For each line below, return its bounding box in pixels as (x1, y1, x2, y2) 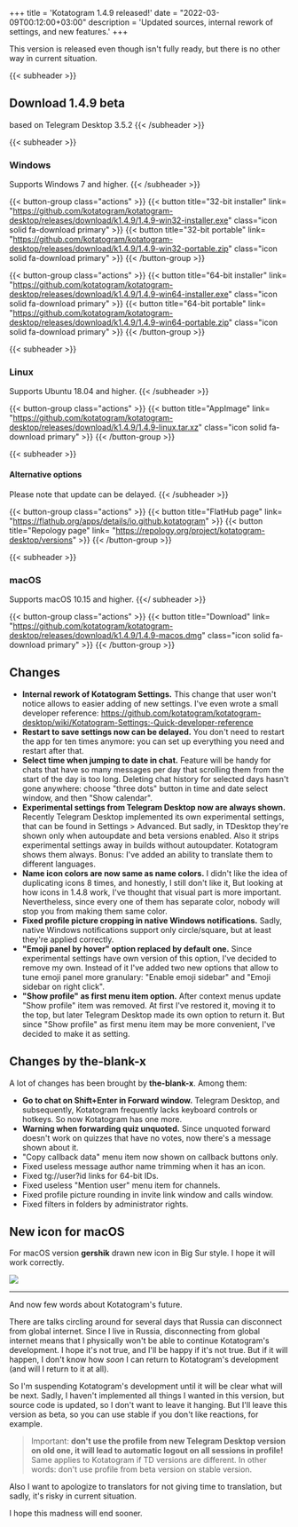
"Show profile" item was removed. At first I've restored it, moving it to (21, 1000, 276, 1010)
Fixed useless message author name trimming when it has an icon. (21, 1160, 266, 1171)
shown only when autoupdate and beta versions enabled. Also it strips (21, 830, 279, 841)
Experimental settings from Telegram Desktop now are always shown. (21, 802, 286, 812)
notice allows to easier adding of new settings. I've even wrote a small (21, 698, 278, 708)
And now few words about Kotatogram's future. (9, 1300, 184, 1310)
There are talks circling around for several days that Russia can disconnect (9, 1317, 282, 1327)
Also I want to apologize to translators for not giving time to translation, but (9, 1482, 282, 1492)
